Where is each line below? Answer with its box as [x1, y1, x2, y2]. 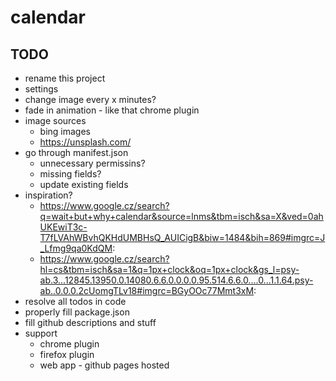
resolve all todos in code [24, 296, 127, 307]
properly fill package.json [24, 306, 130, 318]
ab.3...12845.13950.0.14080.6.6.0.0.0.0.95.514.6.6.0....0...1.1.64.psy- [39, 274, 314, 286]
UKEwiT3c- [39, 221, 88, 233]
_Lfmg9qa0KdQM [39, 242, 113, 254]
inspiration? [24, 189, 73, 201]
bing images [39, 126, 92, 137]
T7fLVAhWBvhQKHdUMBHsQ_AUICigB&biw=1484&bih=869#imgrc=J [39, 232, 326, 243]
